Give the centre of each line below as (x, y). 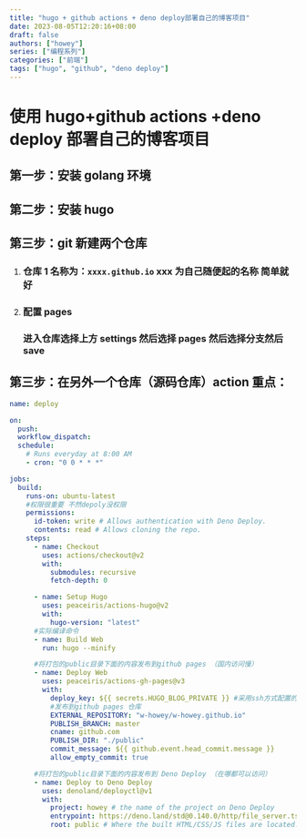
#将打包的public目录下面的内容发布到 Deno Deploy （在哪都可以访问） (152, 774)
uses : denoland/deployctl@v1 (97, 791)
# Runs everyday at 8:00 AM (79, 455)
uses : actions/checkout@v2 (93, 555)
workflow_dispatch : (55, 437)
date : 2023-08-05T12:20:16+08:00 (73, 26)
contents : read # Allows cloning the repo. (117, 530)
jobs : (20, 479)
